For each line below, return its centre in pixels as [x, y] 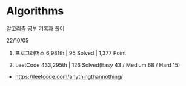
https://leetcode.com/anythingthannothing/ [69, 76]
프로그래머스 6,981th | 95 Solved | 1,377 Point [70, 53]
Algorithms [35, 11]
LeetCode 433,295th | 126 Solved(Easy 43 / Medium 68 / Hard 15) [98, 65]
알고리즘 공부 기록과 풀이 [35, 28]
